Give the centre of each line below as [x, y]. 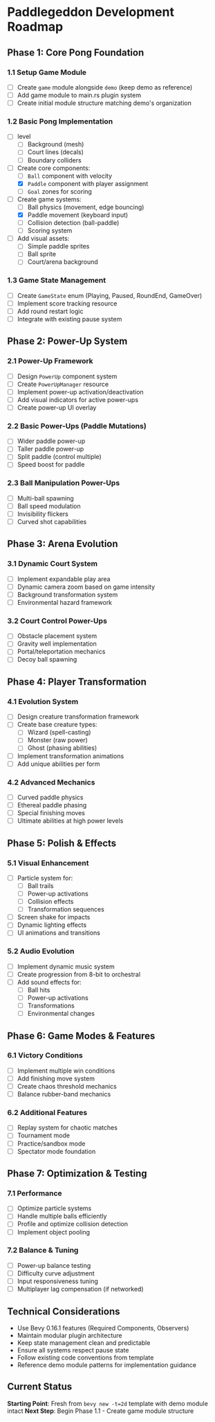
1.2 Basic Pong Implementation [60, 121]
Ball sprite [42, 254]
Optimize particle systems [54, 1208]
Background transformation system [67, 594]
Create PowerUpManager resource [63, 384]
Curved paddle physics [50, 797]
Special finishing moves [51, 813]
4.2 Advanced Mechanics [51, 782]
